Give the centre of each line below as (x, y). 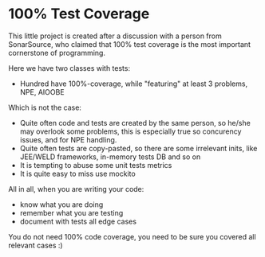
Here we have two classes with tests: (69, 68)
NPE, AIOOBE (42, 92)
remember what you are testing (71, 212)
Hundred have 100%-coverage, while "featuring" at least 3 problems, (134, 84)
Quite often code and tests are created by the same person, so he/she (135, 123)
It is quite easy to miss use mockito (77, 173)
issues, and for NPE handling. (68, 139)
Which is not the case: (45, 107)
